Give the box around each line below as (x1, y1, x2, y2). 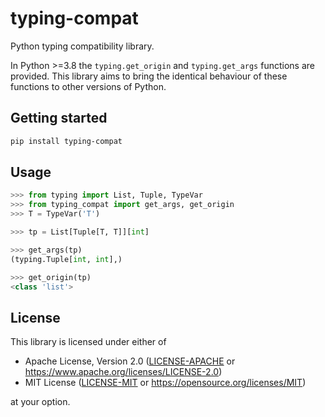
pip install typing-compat (10, 136, 123, 146)
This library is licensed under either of (10, 336, 167, 348)
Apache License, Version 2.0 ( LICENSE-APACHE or (24, 355, 236, 367)
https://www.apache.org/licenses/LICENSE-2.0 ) (24, 366, 223, 378)
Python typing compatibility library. (10, 40, 155, 52)
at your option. (10, 396, 71, 408)
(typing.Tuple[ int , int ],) (10, 254, 123, 264)
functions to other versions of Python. (10, 80, 167, 92)
